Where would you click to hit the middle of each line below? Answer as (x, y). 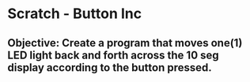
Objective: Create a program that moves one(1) (125, 43)
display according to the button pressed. (110, 67)
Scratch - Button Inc (75, 14)
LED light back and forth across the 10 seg (113, 55)
